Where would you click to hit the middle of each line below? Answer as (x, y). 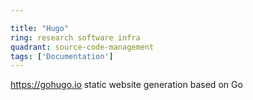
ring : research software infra (75, 37)
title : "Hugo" (40, 28)
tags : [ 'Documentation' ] (62, 56)
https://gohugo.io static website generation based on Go (126, 85)
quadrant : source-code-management (82, 47)
